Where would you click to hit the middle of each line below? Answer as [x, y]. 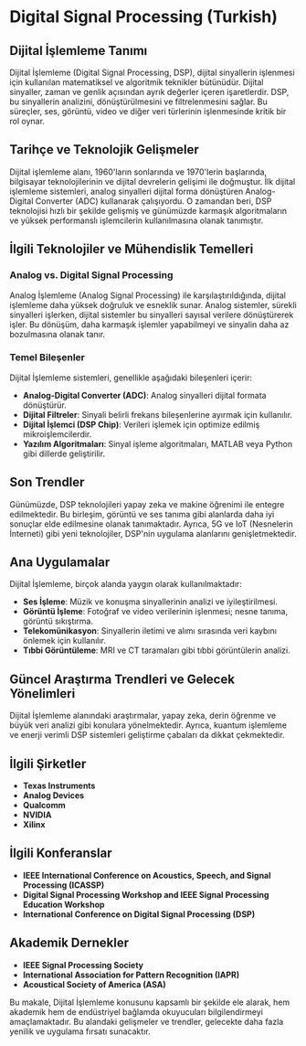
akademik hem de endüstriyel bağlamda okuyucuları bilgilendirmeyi [136, 1011]
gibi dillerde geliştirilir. [64, 454]
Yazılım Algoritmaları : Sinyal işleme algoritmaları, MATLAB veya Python [158, 443]
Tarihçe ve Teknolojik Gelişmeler [104, 149]
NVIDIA [37, 815]
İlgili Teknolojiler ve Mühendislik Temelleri [132, 249]
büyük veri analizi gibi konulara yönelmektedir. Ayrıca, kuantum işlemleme [148, 725]
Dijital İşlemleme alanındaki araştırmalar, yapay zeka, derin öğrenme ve [143, 716]
